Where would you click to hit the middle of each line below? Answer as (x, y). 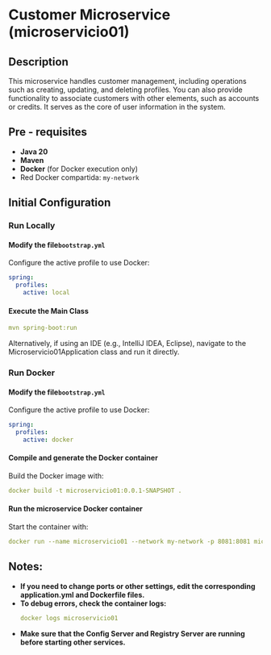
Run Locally (32, 226)
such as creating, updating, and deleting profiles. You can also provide (126, 90)
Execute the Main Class (48, 311)
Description (38, 62)
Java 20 (34, 152)
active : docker (48, 440)
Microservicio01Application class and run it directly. (94, 352)
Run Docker (31, 373)
